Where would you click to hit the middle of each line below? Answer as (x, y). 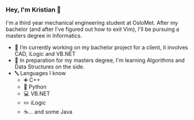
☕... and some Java (48, 112)
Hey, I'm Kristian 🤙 (33, 10)
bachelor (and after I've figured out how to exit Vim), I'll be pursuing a (92, 29)
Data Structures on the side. (49, 67)
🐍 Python (35, 87)
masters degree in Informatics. (44, 36)
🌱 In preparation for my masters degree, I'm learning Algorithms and (100, 61)
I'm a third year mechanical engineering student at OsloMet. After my (92, 23)
